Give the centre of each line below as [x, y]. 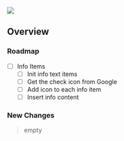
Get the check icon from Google [72, 81]
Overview [28, 32]
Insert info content [53, 97]
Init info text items [52, 74]
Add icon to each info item [64, 89]
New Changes [31, 115]
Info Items [31, 66]
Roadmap [23, 51]
